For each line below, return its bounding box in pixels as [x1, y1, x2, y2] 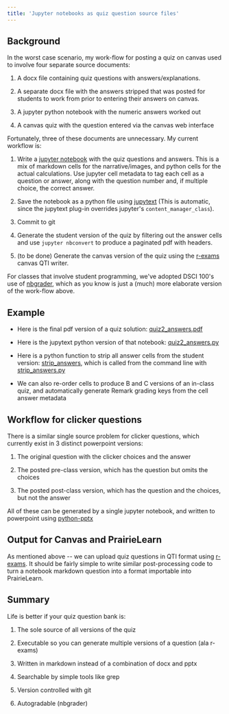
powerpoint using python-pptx [7, 515, 94, 523]
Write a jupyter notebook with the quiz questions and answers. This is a [16, 155, 219, 163]
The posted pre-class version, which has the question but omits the [16, 466, 208, 474]
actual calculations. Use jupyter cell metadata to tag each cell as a [16, 169, 204, 178]
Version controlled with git [16, 686, 91, 694]
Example [7, 306, 45, 319]
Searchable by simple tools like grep [16, 672, 120, 680]
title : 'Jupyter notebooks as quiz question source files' [7, 10, 180, 17]
